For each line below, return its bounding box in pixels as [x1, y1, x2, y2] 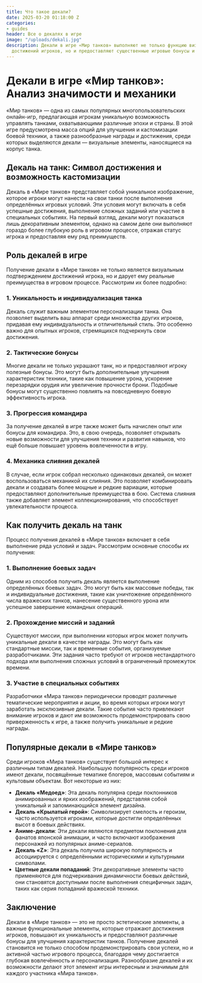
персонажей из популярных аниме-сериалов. [14, 840, 133, 847]
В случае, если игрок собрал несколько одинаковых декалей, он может [6, 470, 192, 478]
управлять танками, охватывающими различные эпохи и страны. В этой [6, 119, 193, 126]
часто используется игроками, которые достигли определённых [14, 814, 182, 822]
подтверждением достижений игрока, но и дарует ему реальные [6, 272, 175, 280]
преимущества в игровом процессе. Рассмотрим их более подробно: [6, 279, 188, 286]
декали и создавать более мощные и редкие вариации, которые [6, 483, 173, 491]
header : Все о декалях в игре [6, 31, 82, 37]
